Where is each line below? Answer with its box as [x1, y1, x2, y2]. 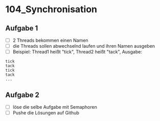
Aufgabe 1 [5, 24, 38, 33]
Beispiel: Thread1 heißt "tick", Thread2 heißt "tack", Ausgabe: [12, 49, 142, 55]
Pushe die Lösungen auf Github [12, 110, 79, 116]
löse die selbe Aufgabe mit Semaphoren [12, 104, 97, 110]
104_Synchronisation [5, 4, 98, 15]
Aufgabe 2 [5, 90, 40, 99]
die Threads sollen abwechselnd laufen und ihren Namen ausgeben [12, 43, 155, 49]
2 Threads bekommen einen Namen [12, 37, 88, 43]
